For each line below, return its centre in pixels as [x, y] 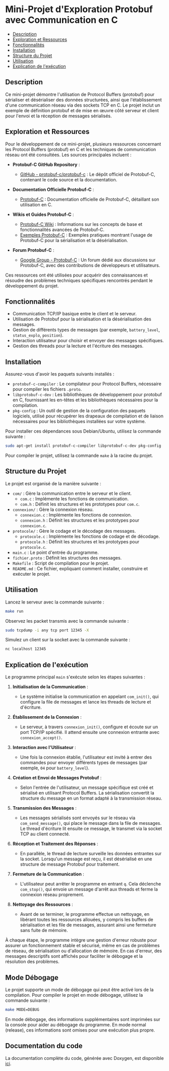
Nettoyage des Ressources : [43, 904]
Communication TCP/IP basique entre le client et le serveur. [75, 314]
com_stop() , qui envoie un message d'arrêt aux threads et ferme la [89, 889]
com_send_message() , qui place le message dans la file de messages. [91, 823]
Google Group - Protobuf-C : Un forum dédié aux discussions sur [88, 260]
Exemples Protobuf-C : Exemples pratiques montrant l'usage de [86, 235]
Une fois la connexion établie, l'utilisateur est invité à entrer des [86, 757]
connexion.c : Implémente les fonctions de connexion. [76, 515]
